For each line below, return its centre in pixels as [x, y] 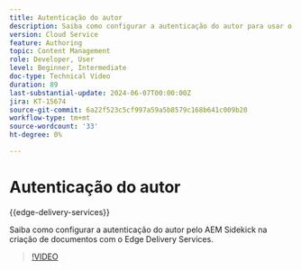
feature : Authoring [46, 43]
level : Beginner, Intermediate [68, 68]
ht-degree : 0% [36, 135]
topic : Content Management [60, 51]
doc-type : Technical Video [60, 76]
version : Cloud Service [54, 34]
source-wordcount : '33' [54, 127]
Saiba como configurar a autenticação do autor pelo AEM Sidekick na [138, 229]
